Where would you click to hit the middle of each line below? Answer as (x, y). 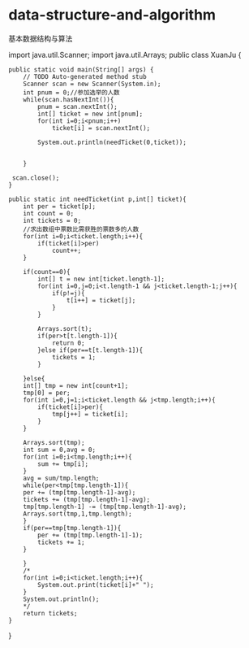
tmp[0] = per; (47, 393)
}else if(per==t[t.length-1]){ (90, 350)
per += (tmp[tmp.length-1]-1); (90, 535)
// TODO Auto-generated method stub (85, 76)
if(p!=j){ (68, 293)
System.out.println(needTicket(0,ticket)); (112, 142)
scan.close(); (36, 178)
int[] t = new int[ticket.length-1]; (101, 279)
